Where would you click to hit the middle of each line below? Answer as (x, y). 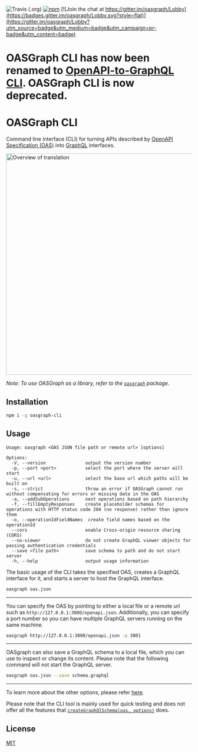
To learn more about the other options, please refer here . (75, 692)
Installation (27, 402)
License (21, 729)
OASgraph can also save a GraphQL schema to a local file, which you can (95, 652)
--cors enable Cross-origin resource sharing (96, 530)
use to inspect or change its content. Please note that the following (87, 659)
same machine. (24, 625)
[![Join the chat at (82, 9)
